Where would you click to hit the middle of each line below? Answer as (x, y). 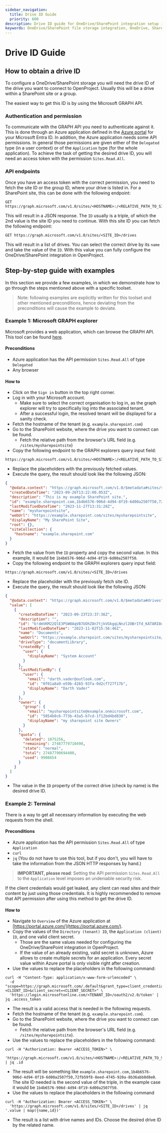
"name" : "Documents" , (41, 633)
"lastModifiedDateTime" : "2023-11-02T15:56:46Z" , (71, 628)
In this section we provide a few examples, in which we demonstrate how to (83, 283)
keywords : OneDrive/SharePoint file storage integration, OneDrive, (78, 28)
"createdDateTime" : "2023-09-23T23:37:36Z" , (65, 614)
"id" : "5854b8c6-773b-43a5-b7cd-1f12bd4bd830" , (77, 716)
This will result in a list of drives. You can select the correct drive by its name (83, 244)
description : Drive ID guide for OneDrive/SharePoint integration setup (82, 24)
